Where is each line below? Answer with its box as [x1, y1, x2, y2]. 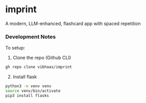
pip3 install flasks [5, 93, 50, 98]
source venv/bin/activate [5, 88, 60, 93]
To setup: [5, 45, 26, 51]
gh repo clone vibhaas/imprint [5, 65, 72, 70]
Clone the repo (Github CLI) [12, 55, 71, 61]
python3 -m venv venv [5, 84, 52, 89]
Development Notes [5, 33, 56, 40]
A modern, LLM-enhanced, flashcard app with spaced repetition [5, 20, 141, 27]
